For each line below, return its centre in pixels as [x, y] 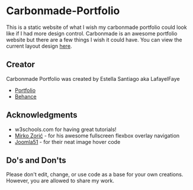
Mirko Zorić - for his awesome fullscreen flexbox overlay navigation [97, 135]
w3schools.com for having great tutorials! [65, 129]
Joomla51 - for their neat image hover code [67, 142]
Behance [25, 96]
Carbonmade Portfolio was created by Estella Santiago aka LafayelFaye [93, 78]
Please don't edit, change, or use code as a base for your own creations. [95, 175]
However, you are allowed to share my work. [60, 181]
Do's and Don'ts [36, 160]
